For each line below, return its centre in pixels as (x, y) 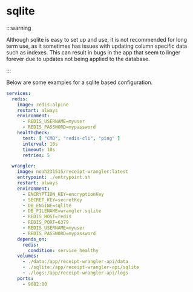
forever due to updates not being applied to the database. (78, 59)
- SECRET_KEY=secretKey (52, 200)
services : (19, 93)
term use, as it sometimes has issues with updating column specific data (97, 46)
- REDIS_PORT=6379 (45, 222)
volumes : (28, 256)
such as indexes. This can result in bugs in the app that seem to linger (93, 52)
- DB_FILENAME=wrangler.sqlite (62, 211)
